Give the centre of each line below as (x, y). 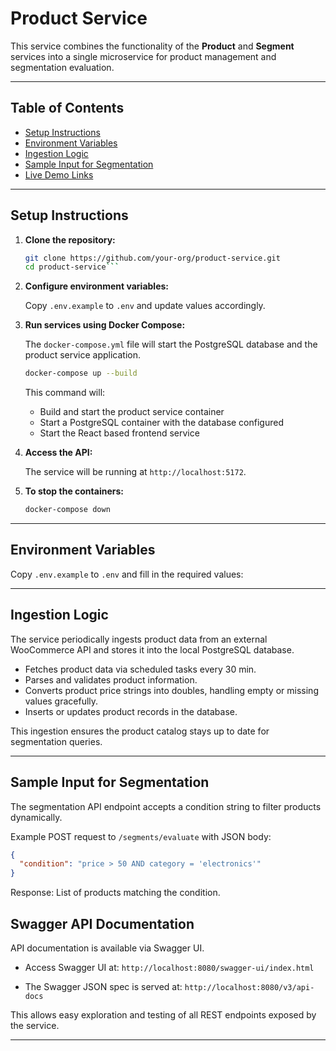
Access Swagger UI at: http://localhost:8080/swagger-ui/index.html (169, 967)
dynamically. (36, 817)
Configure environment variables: (96, 286)
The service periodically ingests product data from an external (139, 639)
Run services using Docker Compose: (105, 325)
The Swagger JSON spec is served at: (103, 986)
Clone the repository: (70, 239)
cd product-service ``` (72, 267)
